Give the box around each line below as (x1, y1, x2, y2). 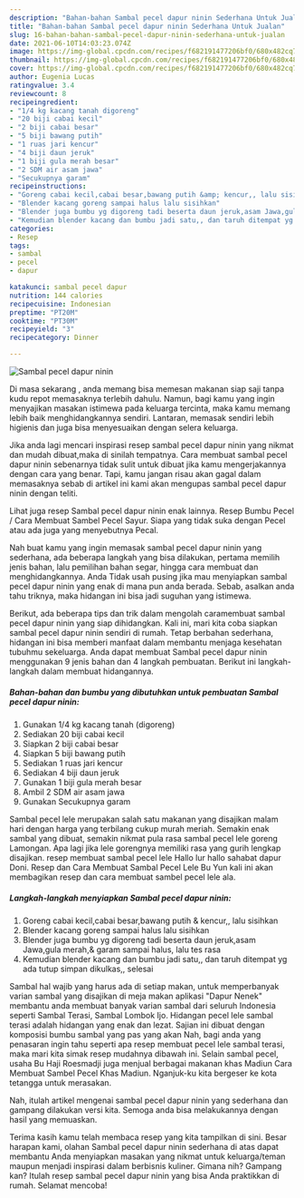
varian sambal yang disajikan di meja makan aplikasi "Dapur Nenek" (9, 990, 262, 1001)
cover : (9, 64, 34, 73)
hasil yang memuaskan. (9, 1114, 98, 1125)
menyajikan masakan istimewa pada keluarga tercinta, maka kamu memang (9, 403, 291, 414)
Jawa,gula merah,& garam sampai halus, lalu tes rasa (22, 944, 222, 955)
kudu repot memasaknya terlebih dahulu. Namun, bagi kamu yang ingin (9, 394, 276, 404)
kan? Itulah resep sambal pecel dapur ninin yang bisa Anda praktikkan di (9, 1170, 280, 1181)
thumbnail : (9, 55, 51, 64)
